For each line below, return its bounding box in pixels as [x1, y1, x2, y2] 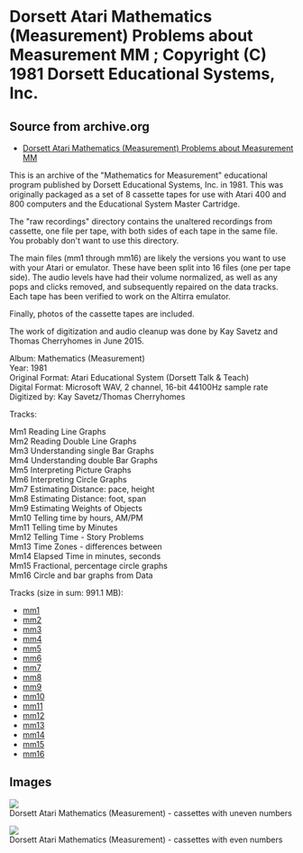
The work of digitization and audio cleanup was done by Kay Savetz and [9, 326, 278, 336]
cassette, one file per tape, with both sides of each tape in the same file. [9, 225, 278, 236]
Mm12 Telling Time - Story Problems [9, 532, 144, 542]
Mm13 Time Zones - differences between [9, 541, 162, 552]
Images [9, 775, 52, 790]
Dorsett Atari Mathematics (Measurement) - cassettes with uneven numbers [9, 807, 293, 818]
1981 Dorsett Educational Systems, [9, 64, 275, 85]
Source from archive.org [9, 119, 151, 134]
